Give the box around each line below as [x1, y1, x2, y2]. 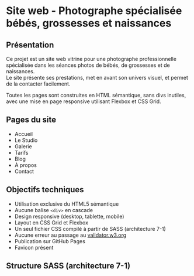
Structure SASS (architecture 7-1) [6, 261, 130, 271]
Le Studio [14, 137, 38, 144]
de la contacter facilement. [6, 80, 71, 87]
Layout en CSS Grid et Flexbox [14, 219, 89, 226]
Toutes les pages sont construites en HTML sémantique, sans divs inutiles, [6, 92, 186, 98]
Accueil [14, 130, 33, 137]
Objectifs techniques [6, 185, 84, 195]
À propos [14, 161, 37, 168]
